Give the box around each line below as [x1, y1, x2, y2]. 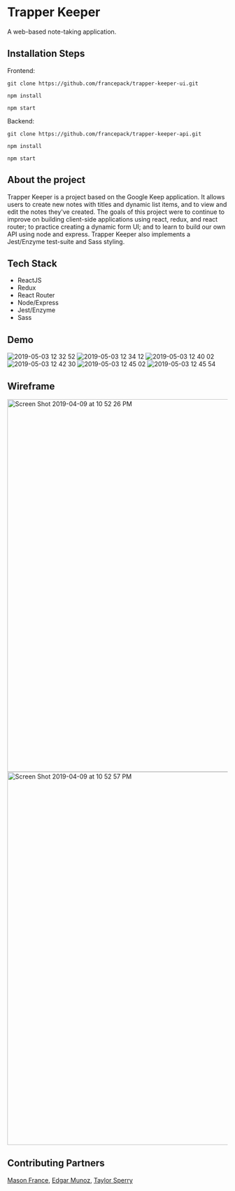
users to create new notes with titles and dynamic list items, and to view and [7, 200, 227, 208]
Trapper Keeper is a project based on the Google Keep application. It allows [7, 192, 225, 201]
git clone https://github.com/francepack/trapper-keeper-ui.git [7, 80, 199, 87]
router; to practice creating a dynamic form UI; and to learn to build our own [7, 222, 226, 231]
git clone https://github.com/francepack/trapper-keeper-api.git [7, 130, 201, 137]
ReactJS [17, 276, 42, 285]
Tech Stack [7, 257, 57, 269]
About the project [7, 174, 86, 186]
